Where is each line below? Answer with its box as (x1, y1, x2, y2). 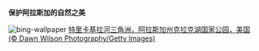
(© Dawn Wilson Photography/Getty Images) (8, 33, 156, 43)
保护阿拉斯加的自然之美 (8, 8, 86, 17)
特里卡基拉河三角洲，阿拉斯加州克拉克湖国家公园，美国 (67, 25, 250, 34)
